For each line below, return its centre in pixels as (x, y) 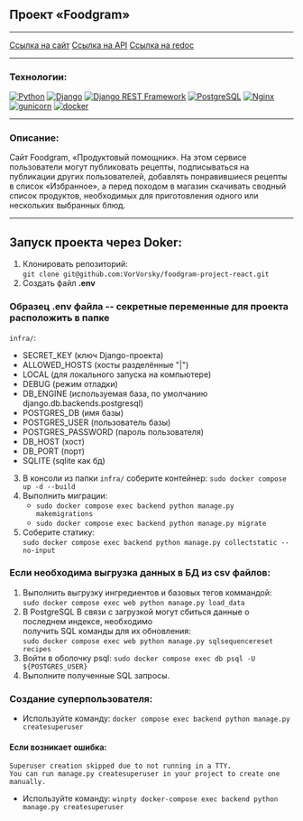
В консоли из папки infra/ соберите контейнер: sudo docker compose (154, 478)
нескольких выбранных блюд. (68, 206)
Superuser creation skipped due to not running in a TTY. (120, 766)
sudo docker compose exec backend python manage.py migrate (151, 523)
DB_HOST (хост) (54, 441)
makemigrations (64, 513)
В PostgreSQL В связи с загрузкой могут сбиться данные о (136, 612)
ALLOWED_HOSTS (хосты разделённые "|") (106, 364)
